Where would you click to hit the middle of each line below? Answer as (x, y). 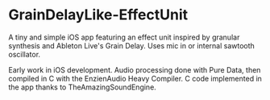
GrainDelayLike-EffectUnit (98, 15)
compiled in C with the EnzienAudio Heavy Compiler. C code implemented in (135, 78)
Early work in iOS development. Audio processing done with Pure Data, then (135, 69)
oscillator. (25, 54)
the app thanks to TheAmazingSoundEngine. (83, 87)
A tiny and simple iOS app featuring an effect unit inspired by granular (124, 37)
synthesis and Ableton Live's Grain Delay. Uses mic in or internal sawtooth (132, 45)
